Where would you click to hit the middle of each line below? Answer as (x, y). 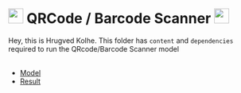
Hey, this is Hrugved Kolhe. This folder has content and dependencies (121, 41)
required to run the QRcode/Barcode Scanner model (94, 48)
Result (30, 81)
